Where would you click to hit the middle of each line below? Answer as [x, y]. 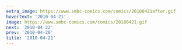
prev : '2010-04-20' [30, 33]
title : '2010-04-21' [31, 38]
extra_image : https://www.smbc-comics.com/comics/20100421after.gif [91, 11]
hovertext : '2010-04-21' [36, 17]
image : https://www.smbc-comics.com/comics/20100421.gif [77, 22]
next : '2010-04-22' [30, 27]
